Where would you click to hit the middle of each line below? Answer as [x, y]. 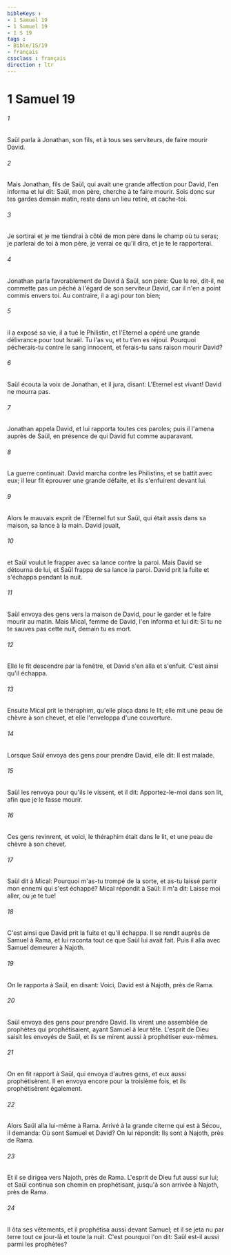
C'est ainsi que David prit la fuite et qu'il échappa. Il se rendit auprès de [109, 933]
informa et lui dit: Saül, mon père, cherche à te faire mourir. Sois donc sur [111, 192]
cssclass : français [37, 59]
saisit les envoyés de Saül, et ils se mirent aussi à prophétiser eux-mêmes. [113, 1036]
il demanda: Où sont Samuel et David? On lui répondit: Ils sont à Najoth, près [115, 1133]
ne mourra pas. [29, 392]
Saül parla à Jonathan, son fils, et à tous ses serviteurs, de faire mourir [108, 140]
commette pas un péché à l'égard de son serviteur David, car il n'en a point [114, 288]
